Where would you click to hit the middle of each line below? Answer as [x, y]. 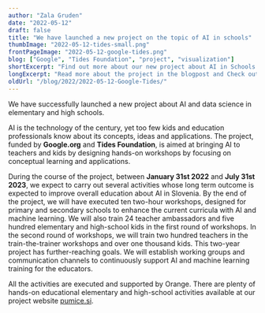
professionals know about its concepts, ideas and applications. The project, [131, 136]
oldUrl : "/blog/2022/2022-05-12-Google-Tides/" [88, 81]
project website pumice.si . [51, 300]
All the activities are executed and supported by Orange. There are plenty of [132, 284]
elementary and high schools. [56, 112]
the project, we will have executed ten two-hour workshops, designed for [127, 201]
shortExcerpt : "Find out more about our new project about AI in [118, 67]
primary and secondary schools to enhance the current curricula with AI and [132, 210]
